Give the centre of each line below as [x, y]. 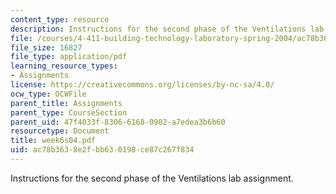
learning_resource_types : [64, 66]
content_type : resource [60, 19]
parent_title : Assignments [66, 103]
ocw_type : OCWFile [48, 94]
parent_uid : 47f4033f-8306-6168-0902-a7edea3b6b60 [118, 122]
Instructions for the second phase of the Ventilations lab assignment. [152, 178]
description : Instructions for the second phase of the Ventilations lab [167, 29]
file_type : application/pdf [69, 57]
